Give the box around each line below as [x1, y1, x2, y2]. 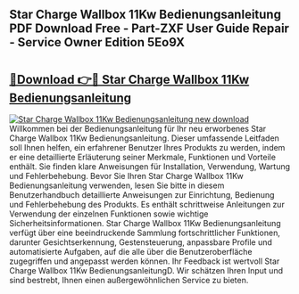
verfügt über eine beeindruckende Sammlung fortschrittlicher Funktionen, [9, 227, 281, 238]
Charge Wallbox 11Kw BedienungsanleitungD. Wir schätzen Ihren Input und [9, 265, 284, 275]
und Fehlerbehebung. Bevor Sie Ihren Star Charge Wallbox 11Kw [9, 171, 244, 181]
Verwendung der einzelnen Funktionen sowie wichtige [9, 208, 209, 219]
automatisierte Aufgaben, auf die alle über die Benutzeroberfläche [9, 247, 253, 257]
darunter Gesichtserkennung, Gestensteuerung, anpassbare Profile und [9, 237, 272, 248]
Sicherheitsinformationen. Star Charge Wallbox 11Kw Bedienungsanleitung [9, 218, 281, 228]
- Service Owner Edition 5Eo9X [9, 35, 186, 50]
